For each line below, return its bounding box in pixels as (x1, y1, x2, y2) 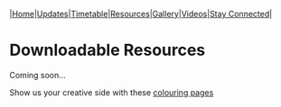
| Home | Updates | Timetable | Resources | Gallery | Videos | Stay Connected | (9, 9, 273, 19)
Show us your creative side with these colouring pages (9, 86, 214, 98)
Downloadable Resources (9, 40, 206, 60)
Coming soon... (9, 69, 66, 80)
